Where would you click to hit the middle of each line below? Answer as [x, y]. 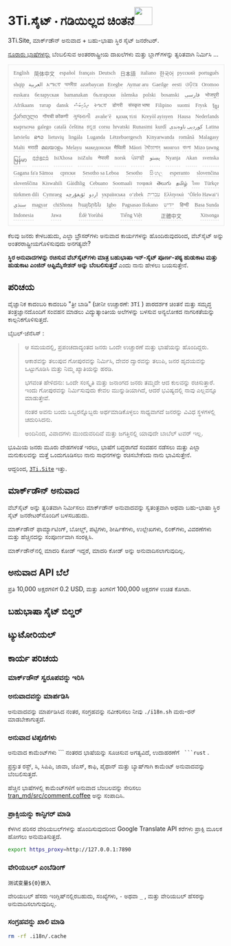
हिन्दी [185, 205]
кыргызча [24, 127]
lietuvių [56, 137]
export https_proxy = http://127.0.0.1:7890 [69, 850]
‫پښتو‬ [155, 158]
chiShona [63, 205]
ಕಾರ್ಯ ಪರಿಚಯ [33, 658]
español [67, 72]
